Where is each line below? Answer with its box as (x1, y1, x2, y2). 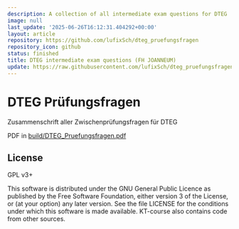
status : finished (7, 50, 59, 58)
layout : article (7, 30, 55, 38)
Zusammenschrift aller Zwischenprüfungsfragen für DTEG (7, 117, 178, 126)
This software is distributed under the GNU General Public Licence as (7, 184, 211, 193)
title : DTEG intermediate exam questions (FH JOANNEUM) (7, 57, 176, 64)
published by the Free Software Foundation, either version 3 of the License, (7, 192, 229, 201)
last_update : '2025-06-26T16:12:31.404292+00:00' (7, 23, 158, 31)
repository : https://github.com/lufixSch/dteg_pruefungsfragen (7, 37, 199, 44)
